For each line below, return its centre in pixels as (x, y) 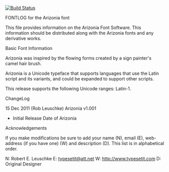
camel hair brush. (24, 63)
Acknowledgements (26, 128)
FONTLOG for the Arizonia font (38, 18)
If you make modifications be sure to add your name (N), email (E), (75, 138)
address (14, 143)
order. (11, 149)
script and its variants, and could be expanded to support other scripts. (80, 79)
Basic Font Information (29, 48)
